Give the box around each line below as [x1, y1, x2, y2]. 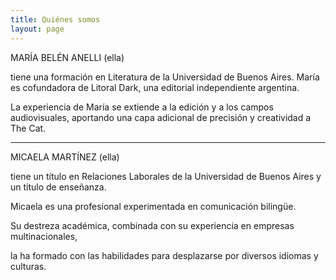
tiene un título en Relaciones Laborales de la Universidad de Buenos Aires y [10, 170, 322, 182]
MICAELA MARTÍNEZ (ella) [10, 151, 120, 163]
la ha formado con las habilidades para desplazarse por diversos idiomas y [10, 249, 319, 261]
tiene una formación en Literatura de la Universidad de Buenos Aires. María [10, 71, 320, 83]
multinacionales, [10, 230, 78, 242]
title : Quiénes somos [10, 14, 101, 25]
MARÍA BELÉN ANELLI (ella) [10, 51, 125, 63]
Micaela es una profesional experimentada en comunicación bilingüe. [10, 200, 297, 212]
